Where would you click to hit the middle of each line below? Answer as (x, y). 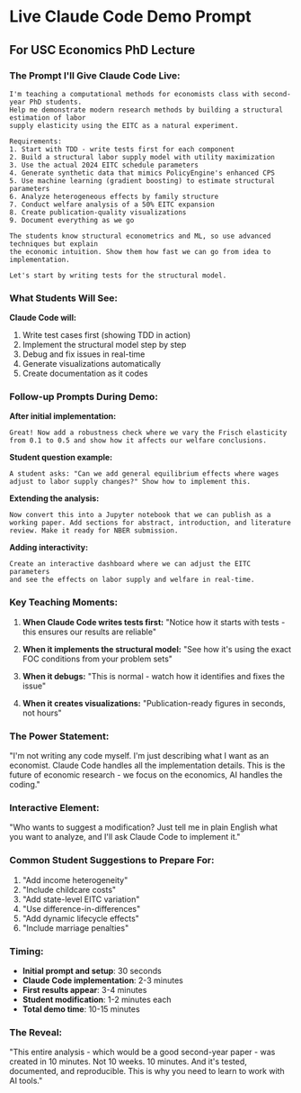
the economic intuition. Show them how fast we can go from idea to (140, 251)
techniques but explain (54, 244)
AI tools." (26, 1081)
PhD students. (56, 102)
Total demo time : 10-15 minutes (81, 1009)
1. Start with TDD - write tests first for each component (122, 149)
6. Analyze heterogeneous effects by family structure (114, 196)
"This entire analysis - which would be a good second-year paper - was (142, 1052)
